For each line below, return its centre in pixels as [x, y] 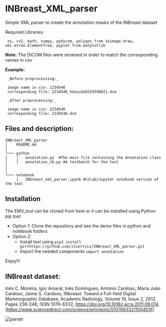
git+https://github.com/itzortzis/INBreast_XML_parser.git [82, 246]
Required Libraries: [25, 32]
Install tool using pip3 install [50, 242]
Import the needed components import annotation [72, 251]
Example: [15, 70]
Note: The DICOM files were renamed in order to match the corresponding [82, 55]
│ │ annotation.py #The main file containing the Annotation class [83, 158]
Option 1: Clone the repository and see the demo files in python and [81, 226]
